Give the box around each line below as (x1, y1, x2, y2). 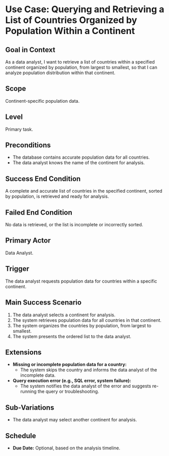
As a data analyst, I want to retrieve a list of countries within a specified (5, 59, 155, 65)
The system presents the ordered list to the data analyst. (12, 333, 131, 339)
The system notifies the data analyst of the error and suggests (20, 383, 151, 389)
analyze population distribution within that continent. (5, 70, 116, 76)
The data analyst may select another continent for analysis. (12, 417, 137, 423)
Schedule (5, 431, 37, 440)
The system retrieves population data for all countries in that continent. (12, 317, 162, 323)
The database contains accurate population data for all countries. (12, 154, 150, 161)
